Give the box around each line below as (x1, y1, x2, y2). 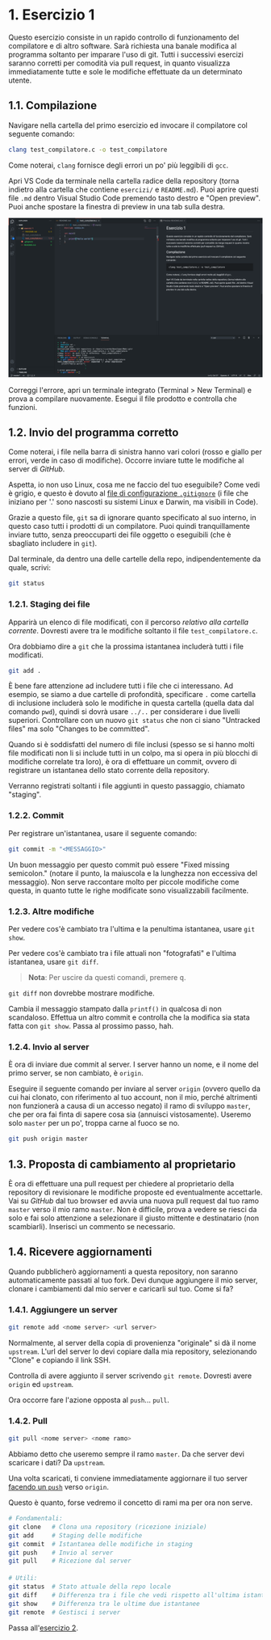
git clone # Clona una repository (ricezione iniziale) (8, 1523, 207, 1531)
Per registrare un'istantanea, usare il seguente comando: (8, 828, 198, 838)
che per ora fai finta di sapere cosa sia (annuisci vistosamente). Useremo (8, 1110, 252, 1119)
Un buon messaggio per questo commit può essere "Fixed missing (8, 860, 230, 869)
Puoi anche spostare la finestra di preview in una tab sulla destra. (8, 201, 226, 211)
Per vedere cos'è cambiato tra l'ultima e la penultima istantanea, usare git (8, 924, 256, 933)
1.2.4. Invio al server (8, 1041, 90, 1052)
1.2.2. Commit (8, 810, 65, 822)
